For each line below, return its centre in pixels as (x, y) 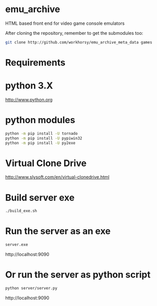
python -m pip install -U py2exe (40, 143)
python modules (40, 120)
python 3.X (29, 86)
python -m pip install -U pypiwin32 (44, 138)
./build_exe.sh (21, 211)
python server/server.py (31, 288)
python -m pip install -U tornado (42, 133)
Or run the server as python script (78, 275)
